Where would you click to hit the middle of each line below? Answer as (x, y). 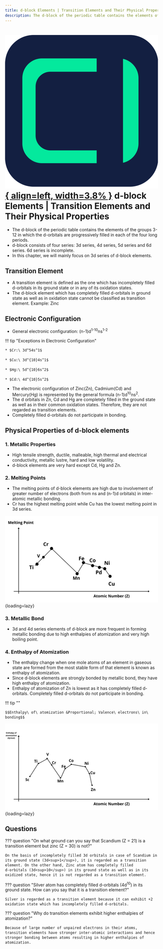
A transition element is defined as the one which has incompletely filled (83, 283)
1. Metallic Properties (30, 444)
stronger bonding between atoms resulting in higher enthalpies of (75, 938)
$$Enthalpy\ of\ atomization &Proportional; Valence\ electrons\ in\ (77, 713)
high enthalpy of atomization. (41, 683)
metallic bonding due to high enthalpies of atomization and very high (81, 634)
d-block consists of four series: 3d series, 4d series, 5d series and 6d (82, 245)
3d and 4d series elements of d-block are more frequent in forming (79, 629)
